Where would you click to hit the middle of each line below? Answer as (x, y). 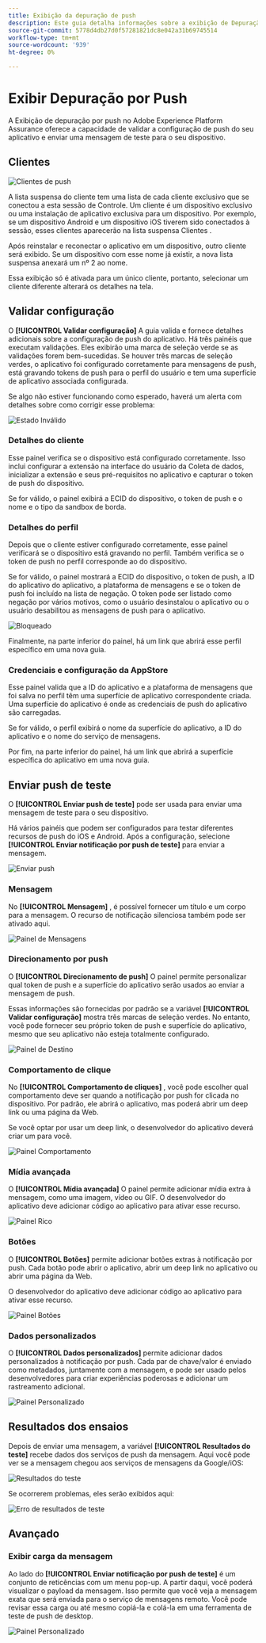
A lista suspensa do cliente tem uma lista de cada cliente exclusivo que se (129, 197)
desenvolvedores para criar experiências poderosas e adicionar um (118, 1378)
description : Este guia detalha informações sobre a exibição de (118, 23)
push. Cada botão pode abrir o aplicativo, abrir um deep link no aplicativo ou (133, 1267)
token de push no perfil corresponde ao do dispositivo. (98, 562)
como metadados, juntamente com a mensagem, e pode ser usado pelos (127, 1370)
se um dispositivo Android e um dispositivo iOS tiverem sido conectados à (129, 222)
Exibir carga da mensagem (61, 1557)
